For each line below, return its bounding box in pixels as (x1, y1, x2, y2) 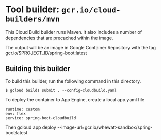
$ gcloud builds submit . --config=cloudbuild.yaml (5, 88, 117, 93)
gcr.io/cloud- (61, 5, 121, 15)
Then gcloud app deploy (5, 124, 57, 130)
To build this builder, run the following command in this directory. (5, 78, 141, 84)
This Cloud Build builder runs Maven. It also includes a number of (5, 29, 142, 35)
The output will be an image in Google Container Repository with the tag (5, 44, 156, 50)
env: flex (5, 111, 26, 116)
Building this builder (5, 64, 70, 73)
